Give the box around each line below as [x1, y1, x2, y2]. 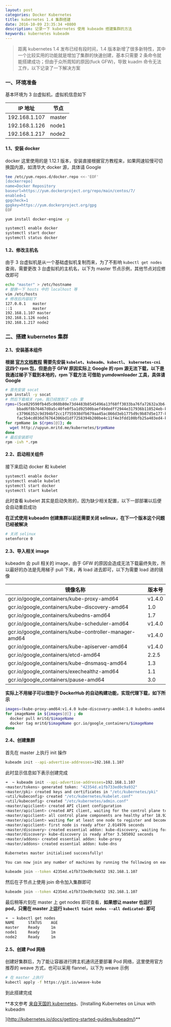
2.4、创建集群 [5, 737, 35, 743]
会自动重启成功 [5, 504, 37, 510]
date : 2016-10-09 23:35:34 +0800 [5, 21, 76, 27]
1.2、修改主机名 [5, 247, 39, 253]
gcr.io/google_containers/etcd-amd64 [8, 652, 101, 659]
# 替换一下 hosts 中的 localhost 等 [5, 287, 78, 292]
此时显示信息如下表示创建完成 [5, 769, 68, 775]
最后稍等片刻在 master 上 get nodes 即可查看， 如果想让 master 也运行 [5, 899, 153, 905]
